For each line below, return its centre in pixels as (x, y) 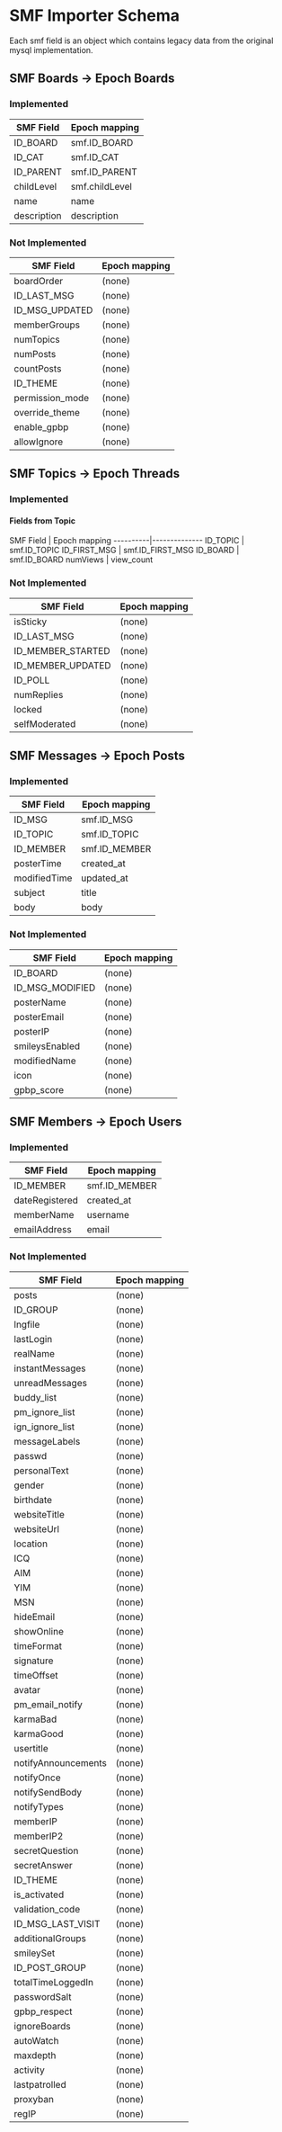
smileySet (35, 1953)
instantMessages (50, 1368)
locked (28, 709)
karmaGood (39, 1733)
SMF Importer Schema (95, 16)
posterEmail (39, 1017)
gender (29, 1485)
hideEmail (35, 1617)
